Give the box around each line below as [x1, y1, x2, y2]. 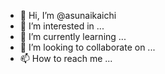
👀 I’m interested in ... [19, 20, 105, 32]
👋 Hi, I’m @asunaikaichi [19, 10, 117, 21]
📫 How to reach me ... [19, 53, 113, 64]
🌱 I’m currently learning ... [19, 31, 127, 42]
